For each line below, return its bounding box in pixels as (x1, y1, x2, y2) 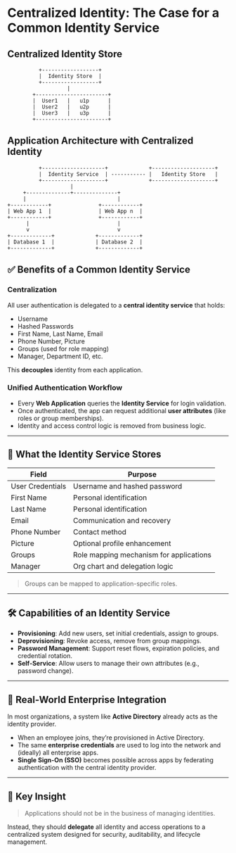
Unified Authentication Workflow (7, 383, 123, 393)
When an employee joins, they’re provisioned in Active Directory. (17, 733, 205, 742)
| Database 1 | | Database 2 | (7, 238, 143, 246)
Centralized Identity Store (7, 48, 123, 60)
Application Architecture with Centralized (7, 135, 194, 147)
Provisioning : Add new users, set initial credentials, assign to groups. (17, 629, 219, 638)
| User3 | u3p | (32, 110, 112, 117)
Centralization (7, 285, 58, 295)
